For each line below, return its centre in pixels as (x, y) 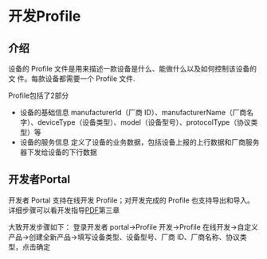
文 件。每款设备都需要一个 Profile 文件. (72, 79)
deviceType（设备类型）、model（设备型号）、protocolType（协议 (144, 122)
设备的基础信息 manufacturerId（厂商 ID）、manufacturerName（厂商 (133, 112)
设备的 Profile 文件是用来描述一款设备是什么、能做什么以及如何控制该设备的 (133, 69)
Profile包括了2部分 (39, 95)
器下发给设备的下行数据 (58, 152)
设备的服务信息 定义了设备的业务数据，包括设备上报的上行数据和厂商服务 (139, 142)
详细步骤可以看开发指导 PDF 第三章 (64, 210)
